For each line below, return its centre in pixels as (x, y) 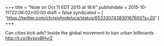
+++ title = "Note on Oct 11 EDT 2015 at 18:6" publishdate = (66, 7)
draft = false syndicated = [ (75, 12)
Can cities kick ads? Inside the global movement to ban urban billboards (79, 33)
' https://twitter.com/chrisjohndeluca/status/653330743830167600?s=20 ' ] (82, 18)
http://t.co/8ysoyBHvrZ (29, 38)
